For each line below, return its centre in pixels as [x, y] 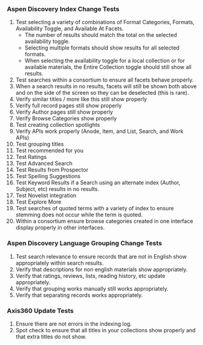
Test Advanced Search [44, 163]
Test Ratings [31, 157]
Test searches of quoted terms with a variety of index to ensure [95, 208]
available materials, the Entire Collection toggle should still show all [108, 67]
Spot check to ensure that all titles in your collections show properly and [105, 330]
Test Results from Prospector [52, 170]
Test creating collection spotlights [58, 125]
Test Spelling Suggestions [48, 176]
